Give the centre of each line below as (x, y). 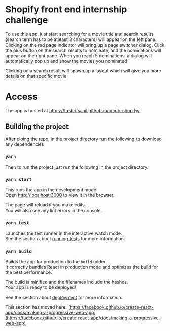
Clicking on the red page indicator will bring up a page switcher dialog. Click (85, 45)
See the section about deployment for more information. (64, 297)
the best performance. (29, 272)
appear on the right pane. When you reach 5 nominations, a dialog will (79, 55)
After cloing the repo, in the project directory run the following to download (84, 139)
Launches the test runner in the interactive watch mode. (64, 233)
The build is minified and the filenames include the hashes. (67, 282)
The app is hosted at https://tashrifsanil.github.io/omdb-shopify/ (72, 110)
